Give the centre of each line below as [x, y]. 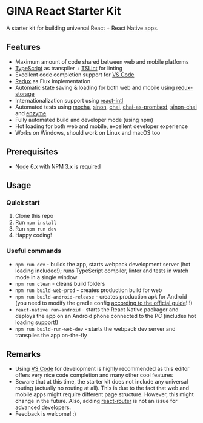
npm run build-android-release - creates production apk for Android [101, 296]
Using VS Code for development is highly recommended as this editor [102, 369]
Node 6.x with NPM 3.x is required [58, 166]
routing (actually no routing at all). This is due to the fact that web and [102, 388]
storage [25, 94]
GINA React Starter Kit [64, 11]
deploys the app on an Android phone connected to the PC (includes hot [105, 316]
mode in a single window [46, 277]
